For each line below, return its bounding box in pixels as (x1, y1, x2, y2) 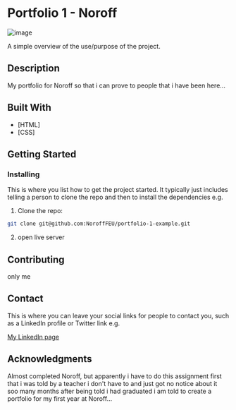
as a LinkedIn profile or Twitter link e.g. (7, 319, 120, 327)
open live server (17, 233, 65, 241)
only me (7, 272, 31, 280)
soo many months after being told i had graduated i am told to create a (7, 387, 212, 395)
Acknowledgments (7, 353, 93, 365)
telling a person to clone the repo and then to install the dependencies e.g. (7, 193, 223, 202)
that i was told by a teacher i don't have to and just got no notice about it (7, 379, 218, 387)
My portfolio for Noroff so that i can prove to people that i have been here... (7, 81, 225, 90)
